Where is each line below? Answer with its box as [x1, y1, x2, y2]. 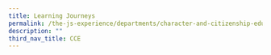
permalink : [8, 19, 45, 27]
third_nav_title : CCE [8, 34, 81, 43]
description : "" [8, 27, 63, 35]
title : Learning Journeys [8, 11, 95, 20]
